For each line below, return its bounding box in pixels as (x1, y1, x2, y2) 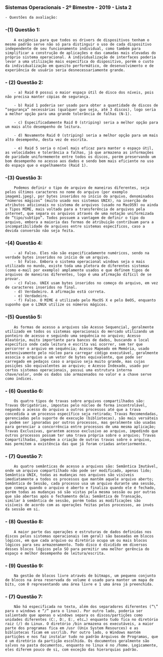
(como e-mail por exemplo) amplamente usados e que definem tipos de (5, 268, 150, 273)
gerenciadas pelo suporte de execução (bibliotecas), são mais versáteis (5, 416, 159, 421)
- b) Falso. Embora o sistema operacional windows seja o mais (14, 259, 145, 264)
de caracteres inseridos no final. (5, 285, 78, 290)
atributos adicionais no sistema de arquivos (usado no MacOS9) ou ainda (5, 202, 159, 207)
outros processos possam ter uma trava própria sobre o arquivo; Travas (5, 433, 156, 438)
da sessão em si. (5, 507, 41, 512)
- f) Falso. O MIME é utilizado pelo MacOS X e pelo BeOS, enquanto (14, 298, 156, 303)
